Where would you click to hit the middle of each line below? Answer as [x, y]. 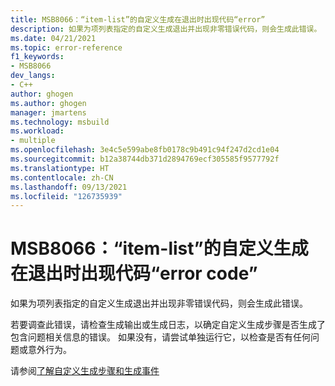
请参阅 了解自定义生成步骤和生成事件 [85, 371]
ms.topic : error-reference [66, 47]
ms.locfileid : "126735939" [66, 196]
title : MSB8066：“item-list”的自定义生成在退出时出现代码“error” [138, 19]
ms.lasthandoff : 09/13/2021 [69, 187]
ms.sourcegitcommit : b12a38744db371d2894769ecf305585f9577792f [145, 159]
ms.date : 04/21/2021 [53, 38]
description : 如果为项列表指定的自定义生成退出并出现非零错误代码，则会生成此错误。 [166, 29]
